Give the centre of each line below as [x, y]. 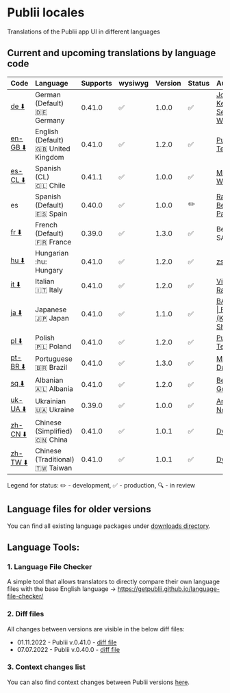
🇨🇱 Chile [51, 185]
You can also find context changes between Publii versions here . [99, 682]
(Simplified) [54, 431]
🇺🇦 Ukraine [55, 410]
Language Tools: [43, 547]
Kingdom [50, 157]
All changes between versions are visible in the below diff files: [96, 629]
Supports [97, 83]
